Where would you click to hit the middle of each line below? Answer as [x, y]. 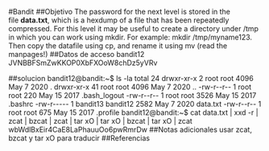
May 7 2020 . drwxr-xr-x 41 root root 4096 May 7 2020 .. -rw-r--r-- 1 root [130, 87]
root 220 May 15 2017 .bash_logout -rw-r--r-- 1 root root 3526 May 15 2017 [132, 95]
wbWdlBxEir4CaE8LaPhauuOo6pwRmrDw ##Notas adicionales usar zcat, [130, 129]
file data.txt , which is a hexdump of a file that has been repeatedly [119, 20]
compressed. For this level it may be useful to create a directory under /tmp [134, 29]
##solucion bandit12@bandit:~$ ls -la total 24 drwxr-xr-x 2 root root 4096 [131, 78]
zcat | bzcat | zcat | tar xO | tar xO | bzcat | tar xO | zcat [101, 121]
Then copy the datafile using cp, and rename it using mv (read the [118, 46]
